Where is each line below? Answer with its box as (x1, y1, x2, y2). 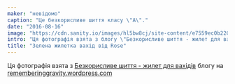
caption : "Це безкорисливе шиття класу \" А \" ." (7, 17, 149, 24)
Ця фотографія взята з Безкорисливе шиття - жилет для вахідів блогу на (7, 62, 224, 69)
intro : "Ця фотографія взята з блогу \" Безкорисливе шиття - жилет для (7, 36, 220, 43)
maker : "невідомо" (7, 10, 61, 17)
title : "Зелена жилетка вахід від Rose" (7, 42, 127, 49)
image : (7, 29, 27, 37)
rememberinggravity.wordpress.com (7, 69, 113, 77)
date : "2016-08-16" (7, 23, 64, 30)
